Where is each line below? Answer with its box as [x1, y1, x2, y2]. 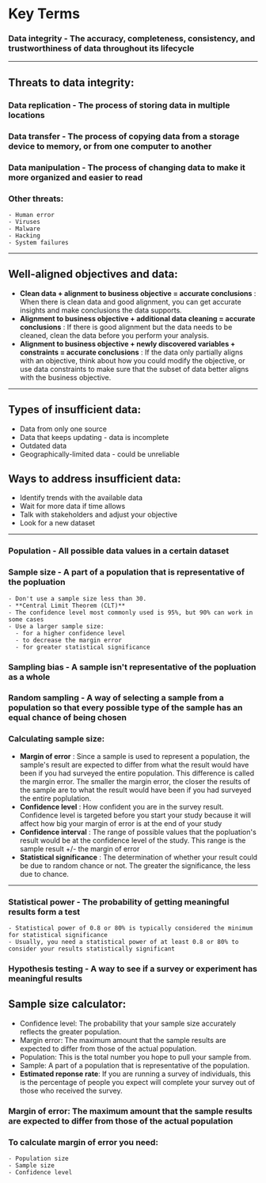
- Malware [8, 225, 41, 233]
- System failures [8, 238, 69, 246]
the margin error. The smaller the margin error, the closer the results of [19, 776, 251, 786]
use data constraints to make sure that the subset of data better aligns [19, 364, 249, 373]
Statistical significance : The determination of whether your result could [19, 852, 258, 862]
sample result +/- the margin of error [19, 844, 140, 853]
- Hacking [8, 231, 41, 240]
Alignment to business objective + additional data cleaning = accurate [19, 313, 256, 323]
